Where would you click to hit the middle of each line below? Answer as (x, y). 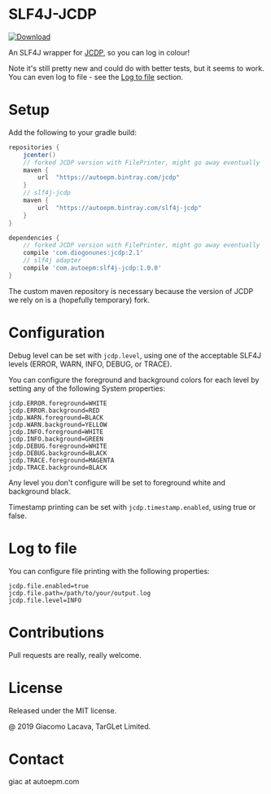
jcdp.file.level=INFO (45, 600)
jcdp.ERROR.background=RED (54, 410)
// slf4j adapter (52, 261)
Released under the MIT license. (63, 710)
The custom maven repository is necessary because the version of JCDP (131, 291)
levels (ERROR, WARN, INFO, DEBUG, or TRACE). (90, 364)
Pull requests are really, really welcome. (75, 655)
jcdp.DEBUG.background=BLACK (58, 453)
